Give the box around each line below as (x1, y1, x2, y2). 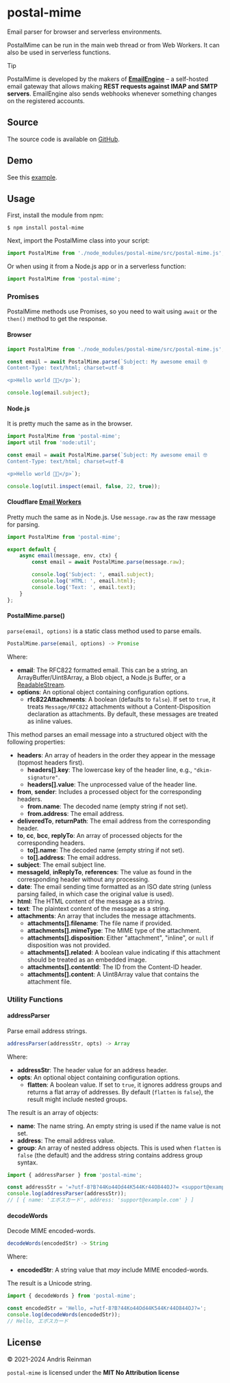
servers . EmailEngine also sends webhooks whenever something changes (7, 89, 217, 98)
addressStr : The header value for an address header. (16, 1065, 168, 1074)
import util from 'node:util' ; (7, 439, 97, 446)
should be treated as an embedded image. (27, 955, 147, 964)
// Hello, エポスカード (7, 1318, 68, 1325)
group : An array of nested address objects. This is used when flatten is (16, 1143, 221, 1152)
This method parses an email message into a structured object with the (7, 730, 207, 738)
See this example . (7, 173, 57, 181)
